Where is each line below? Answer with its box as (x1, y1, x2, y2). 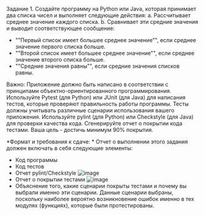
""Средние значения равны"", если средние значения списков (15, 62, 180, 70)
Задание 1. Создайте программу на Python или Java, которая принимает (6, 5, 197, 12)
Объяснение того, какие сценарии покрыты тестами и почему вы (15, 183, 187, 189)
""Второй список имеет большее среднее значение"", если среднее (15, 49, 195, 57)
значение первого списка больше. (15, 43, 106, 50)
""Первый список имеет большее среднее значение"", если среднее (15, 37, 197, 43)
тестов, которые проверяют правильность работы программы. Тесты (6, 100, 189, 107)
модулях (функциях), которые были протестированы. (15, 202, 155, 209)
